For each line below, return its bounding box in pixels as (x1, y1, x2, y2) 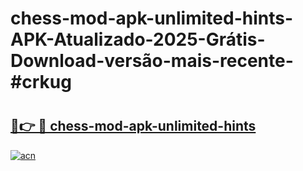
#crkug (10, 71, 72, 94)
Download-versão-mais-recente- (10, 50, 294, 72)
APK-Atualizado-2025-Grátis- (10, 28, 266, 51)
